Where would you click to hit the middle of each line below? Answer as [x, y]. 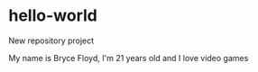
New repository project [51, 40]
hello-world [53, 16]
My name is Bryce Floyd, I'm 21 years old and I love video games [129, 58]
